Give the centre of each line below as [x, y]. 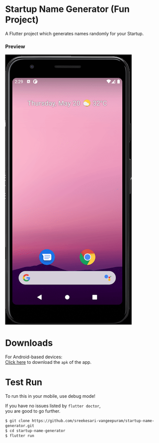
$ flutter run [20, 436]
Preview [15, 46]
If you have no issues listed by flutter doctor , [53, 406]
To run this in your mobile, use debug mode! [50, 396]
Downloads [29, 343]
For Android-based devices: [34, 357]
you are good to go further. [33, 411]
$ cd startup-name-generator [35, 431]
